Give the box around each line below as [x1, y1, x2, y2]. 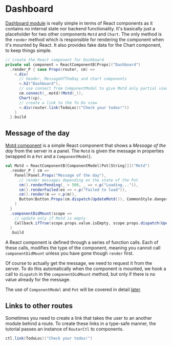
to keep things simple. [5, 47, 52, 53]
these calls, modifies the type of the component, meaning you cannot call [5, 245, 161, 251]
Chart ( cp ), [18, 95, 42, 101]
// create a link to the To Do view [18, 100, 97, 105]
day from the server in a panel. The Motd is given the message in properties [5, 148, 164, 154]
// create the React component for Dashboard [5, 57, 104, 62]
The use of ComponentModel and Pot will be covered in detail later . [5, 286, 142, 293]
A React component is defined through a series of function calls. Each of [5, 239, 159, 245]
